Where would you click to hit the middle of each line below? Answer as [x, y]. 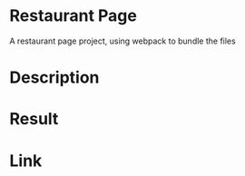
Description [54, 78]
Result [34, 119]
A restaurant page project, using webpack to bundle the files [122, 41]
